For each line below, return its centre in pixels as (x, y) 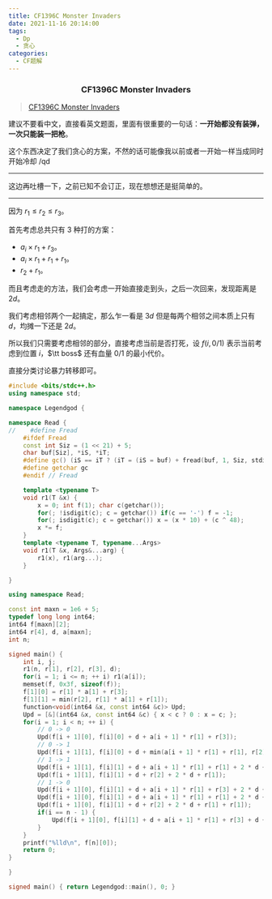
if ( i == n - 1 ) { (66, 813)
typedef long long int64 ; (52, 617)
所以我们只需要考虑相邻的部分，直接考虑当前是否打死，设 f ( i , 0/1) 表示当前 (132, 343)
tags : (17, 31)
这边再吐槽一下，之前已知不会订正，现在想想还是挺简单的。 (108, 186)
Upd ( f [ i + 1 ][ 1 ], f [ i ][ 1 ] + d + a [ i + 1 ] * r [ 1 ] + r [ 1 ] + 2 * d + (152, 767)
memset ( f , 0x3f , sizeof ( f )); (72, 685)
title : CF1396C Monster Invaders (65, 16)
